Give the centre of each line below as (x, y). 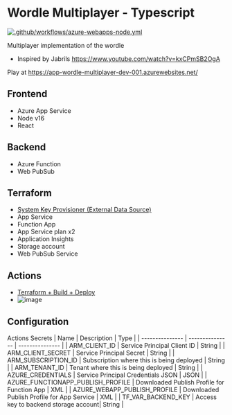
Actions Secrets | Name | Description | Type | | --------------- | (97, 338)
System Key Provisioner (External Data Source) (84, 210)
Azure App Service (44, 111)
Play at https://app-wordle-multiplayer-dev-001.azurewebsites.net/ (103, 72)
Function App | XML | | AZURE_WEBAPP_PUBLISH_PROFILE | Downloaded (113, 390)
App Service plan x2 (46, 232)
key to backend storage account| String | (65, 404)
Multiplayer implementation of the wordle (66, 45)
